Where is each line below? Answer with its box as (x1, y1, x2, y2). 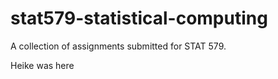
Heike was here (10, 59, 75, 71)
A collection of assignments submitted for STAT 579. (10, 40, 227, 52)
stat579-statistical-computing (10, 7, 268, 30)
